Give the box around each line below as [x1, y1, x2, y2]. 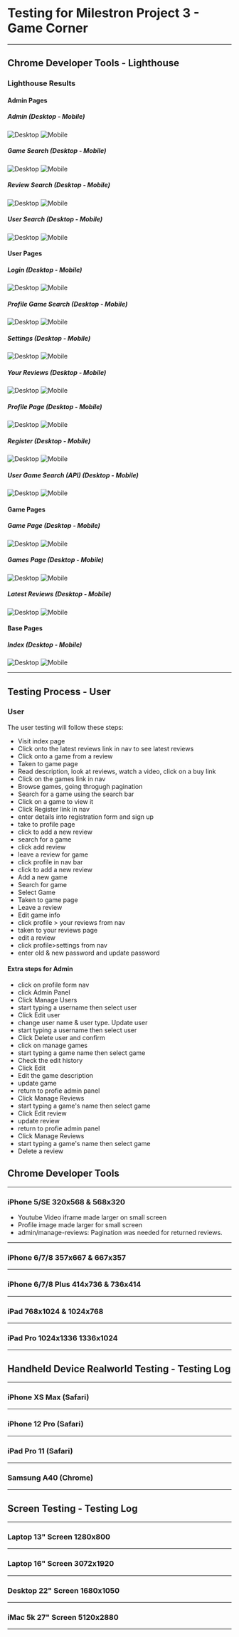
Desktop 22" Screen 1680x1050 [7, 1585, 120, 1595]
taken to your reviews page [17, 926, 98, 934]
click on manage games [17, 1041, 88, 1050]
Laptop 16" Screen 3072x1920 [7, 1559, 115, 1569]
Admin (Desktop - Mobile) [7, 112, 85, 121]
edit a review [17, 933, 55, 942]
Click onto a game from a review [17, 752, 113, 761]
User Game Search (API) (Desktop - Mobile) [7, 471, 139, 480]
